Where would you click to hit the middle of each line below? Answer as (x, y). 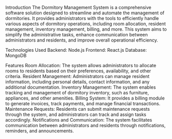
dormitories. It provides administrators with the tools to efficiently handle (82, 18)
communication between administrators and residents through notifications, (85, 125)
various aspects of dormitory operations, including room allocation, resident (85, 24)
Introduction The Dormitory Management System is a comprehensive (78, 7)
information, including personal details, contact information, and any (78, 82)
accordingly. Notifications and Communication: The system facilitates (79, 120)
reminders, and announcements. (40, 131)
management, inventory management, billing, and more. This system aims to (86, 29)
